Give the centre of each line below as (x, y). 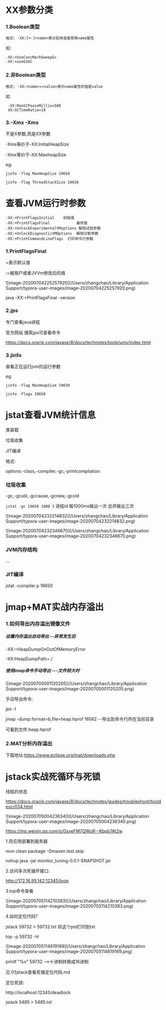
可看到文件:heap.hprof (28, 729)
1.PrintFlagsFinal (26, 251)
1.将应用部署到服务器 (27, 841)
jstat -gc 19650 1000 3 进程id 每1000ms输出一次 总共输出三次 (70, 506)
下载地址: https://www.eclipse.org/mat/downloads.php (61, 755)
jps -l (11, 709)
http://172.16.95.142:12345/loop (37, 881)
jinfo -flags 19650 (26, 394)
